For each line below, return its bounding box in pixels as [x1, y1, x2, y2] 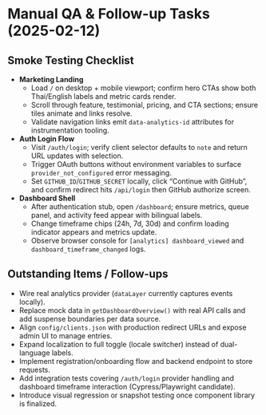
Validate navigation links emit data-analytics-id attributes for [30, 117, 235, 126]
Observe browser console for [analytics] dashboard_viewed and [30, 236, 244, 245]
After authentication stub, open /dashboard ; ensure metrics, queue [30, 202, 249, 211]
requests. [18, 365, 51, 374]
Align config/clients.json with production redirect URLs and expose [18, 322, 247, 332]
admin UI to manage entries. [18, 330, 113, 340]
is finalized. [18, 398, 58, 408]
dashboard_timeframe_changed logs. [30, 244, 146, 254]
